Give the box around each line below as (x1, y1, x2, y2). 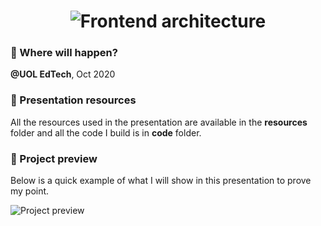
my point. (10, 185, 50, 197)
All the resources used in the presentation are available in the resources (10, 116, 308, 128)
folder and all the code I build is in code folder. (10, 126, 202, 139)
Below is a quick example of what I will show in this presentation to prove (10, 175, 312, 187)
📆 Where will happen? (10, 46, 118, 60)
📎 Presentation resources (10, 93, 137, 107)
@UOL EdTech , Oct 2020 (10, 68, 116, 80)
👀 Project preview (10, 151, 98, 165)
